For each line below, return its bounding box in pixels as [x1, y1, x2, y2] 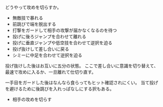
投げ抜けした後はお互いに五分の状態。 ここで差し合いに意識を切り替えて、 [5, 63, 159, 69]
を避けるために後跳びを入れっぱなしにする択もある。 [5, 86, 114, 92]
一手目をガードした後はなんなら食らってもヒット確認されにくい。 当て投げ [5, 80, 159, 86]
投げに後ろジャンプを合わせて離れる [12, 34, 86, 39]
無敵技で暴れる [12, 15, 43, 21]
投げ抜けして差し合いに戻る [12, 46, 70, 52]
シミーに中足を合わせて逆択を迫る [12, 52, 82, 58]
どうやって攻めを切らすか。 [5, 4, 62, 10]
